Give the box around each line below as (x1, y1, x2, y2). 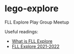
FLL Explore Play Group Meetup (4, 19, 70, 25)
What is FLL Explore (11, 38, 53, 44)
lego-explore (4, 3, 59, 14)
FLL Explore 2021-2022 (11, 43, 60, 49)
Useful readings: (4, 28, 38, 34)
